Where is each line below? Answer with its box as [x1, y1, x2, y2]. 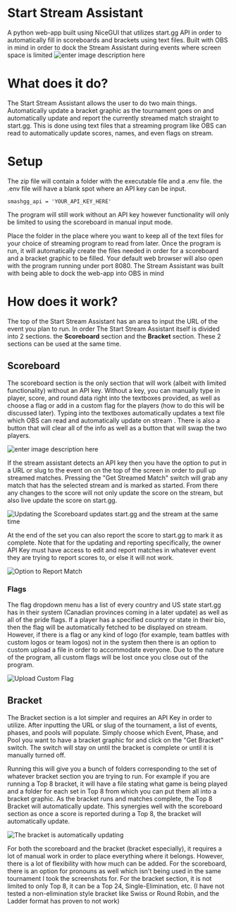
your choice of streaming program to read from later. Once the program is [7, 238, 221, 248]
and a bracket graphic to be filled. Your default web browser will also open [7, 254, 223, 262]
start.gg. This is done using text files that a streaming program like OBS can [7, 121, 227, 130]
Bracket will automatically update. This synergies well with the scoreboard [7, 802, 223, 810]
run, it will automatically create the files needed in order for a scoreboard [7, 246, 219, 255]
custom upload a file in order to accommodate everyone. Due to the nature [7, 645, 224, 654]
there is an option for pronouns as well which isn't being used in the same [7, 866, 222, 875]
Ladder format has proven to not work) [7, 896, 120, 905]
